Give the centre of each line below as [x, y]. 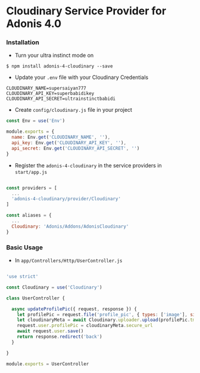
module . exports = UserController [48, 364]
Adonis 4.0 [34, 24]
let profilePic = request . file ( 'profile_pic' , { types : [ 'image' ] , [102, 314]
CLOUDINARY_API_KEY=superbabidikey [50, 94]
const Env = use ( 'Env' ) [36, 121]
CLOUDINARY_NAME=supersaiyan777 [46, 88]
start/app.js [31, 172]
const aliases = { [29, 215]
